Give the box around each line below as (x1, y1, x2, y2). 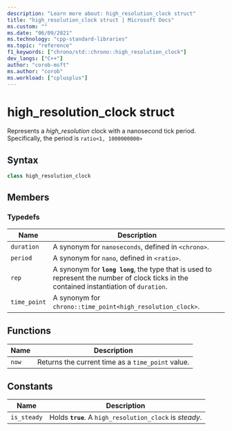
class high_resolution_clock (7, 173, 91, 180)
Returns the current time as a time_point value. (37, 357, 190, 367)
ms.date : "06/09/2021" (7, 29, 72, 37)
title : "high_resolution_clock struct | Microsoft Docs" (7, 17, 175, 23)
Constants (7, 381, 53, 392)
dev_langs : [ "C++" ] (7, 55, 64, 62)
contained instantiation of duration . (52, 281, 168, 291)
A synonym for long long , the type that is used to (52, 264, 212, 274)
